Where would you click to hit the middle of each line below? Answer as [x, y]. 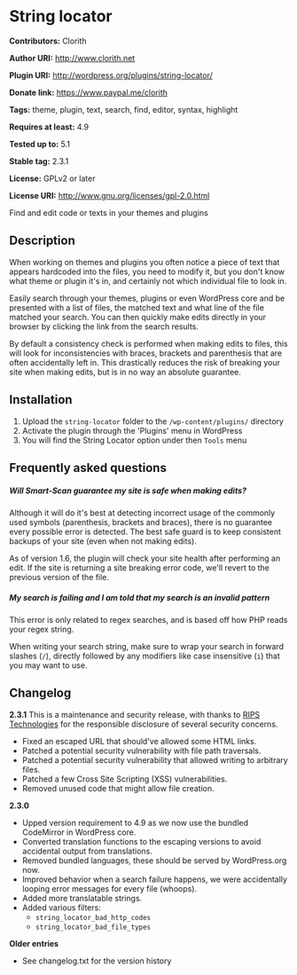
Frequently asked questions [88, 468]
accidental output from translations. [87, 851]
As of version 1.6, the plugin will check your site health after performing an [145, 558]
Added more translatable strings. [82, 898]
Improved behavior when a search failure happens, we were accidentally [155, 879]
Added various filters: [62, 908]
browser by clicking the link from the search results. [104, 326]
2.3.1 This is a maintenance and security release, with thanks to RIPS [135, 714]
